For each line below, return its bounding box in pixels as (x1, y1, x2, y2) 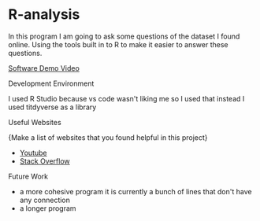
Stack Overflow (19, 156, 71, 166)
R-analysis (8, 6, 80, 24)
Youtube (19, 148, 47, 157)
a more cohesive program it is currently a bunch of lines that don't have (19, 186, 252, 196)
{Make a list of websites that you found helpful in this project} (8, 132, 208, 142)
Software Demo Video (8, 63, 80, 72)
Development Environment (8, 79, 95, 88)
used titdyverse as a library (8, 102, 97, 112)
